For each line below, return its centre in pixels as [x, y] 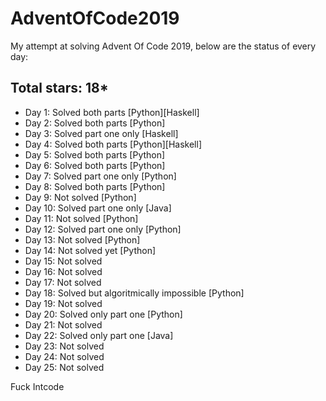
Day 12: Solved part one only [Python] [103, 229]
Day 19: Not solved [63, 303]
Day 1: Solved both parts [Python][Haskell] [112, 112]
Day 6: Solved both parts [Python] [95, 165]
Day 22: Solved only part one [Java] [99, 335]
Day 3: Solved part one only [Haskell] [101, 133]
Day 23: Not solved [64, 346]
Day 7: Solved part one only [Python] [100, 176]
